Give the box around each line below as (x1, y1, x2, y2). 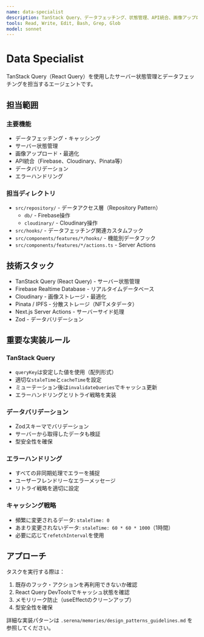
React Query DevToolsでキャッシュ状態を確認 (15, 588, 130, 596)
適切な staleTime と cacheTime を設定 (15, 376, 102, 383)
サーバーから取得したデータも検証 (15, 430, 101, 437)
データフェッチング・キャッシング (15, 134, 101, 141)
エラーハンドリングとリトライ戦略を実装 (15, 391, 117, 398)
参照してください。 (6, 624, 55, 632)
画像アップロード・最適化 (15, 149, 80, 157)
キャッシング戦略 (6, 502, 56, 510)
